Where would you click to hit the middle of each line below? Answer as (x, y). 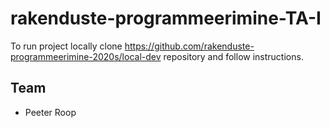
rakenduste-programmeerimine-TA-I (166, 18)
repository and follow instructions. (233, 56)
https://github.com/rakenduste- (189, 46)
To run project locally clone (66, 46)
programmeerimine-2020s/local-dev (86, 56)
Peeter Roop (50, 112)
